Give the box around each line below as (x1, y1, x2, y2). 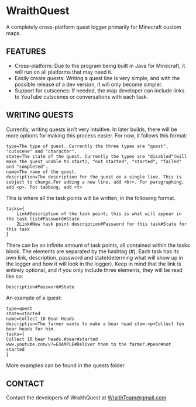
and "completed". (6, 164, 49, 170)
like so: (6, 273, 23, 280)
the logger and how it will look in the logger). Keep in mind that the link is (6, 260, 181, 267)
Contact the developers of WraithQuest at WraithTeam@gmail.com (6, 394, 167, 401)
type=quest (6, 305, 33, 311)
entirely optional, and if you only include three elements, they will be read (6, 266, 183, 273)
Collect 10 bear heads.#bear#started (6, 336, 98, 342)
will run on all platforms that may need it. (14, 68, 113, 75)
